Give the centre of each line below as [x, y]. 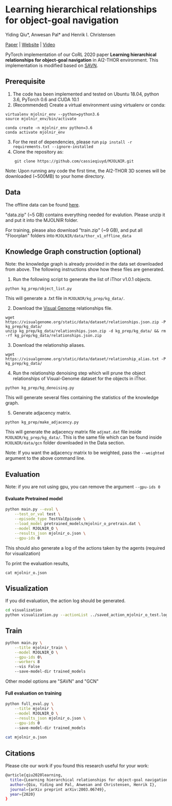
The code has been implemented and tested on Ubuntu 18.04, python [86, 94]
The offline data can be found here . [43, 204]
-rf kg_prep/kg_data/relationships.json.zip [53, 336]
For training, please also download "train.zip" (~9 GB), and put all [74, 230]
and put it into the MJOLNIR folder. [42, 220]
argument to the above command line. [45, 458]
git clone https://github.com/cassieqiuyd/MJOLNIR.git [74, 161]
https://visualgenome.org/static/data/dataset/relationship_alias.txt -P [86, 359]
